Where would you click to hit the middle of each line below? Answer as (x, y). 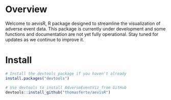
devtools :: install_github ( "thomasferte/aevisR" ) (58, 92)
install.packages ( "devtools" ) (38, 78)
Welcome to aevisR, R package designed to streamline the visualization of (83, 23)
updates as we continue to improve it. (45, 40)
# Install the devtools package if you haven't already (66, 74)
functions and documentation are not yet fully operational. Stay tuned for (82, 34)
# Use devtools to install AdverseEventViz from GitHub (66, 87)
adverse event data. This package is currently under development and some (86, 28)
